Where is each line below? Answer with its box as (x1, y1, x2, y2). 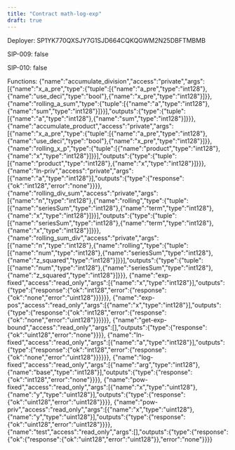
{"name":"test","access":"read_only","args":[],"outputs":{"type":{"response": (7, 428, 229, 436)
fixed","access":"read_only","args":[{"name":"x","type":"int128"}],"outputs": (7, 278, 225, 286)
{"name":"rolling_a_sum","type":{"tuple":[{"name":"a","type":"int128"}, (7, 99, 210, 107)
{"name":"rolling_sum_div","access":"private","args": (7, 233, 159, 242)
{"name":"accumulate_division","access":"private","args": (39, 77, 206, 85)
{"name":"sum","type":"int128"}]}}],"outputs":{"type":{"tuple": (7, 107, 186, 115)
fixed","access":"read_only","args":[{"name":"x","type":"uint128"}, (7, 383, 198, 391)
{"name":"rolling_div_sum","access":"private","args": (7, 189, 159, 197)
